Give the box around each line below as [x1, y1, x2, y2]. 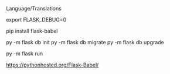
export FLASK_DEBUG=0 [6, 16, 67, 23]
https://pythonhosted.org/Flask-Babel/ [6, 61, 99, 68]
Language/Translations [6, 5, 62, 12]
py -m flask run [6, 50, 43, 57]
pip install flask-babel [6, 27, 58, 34]
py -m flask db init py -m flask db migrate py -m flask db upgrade [6, 39, 164, 45]
